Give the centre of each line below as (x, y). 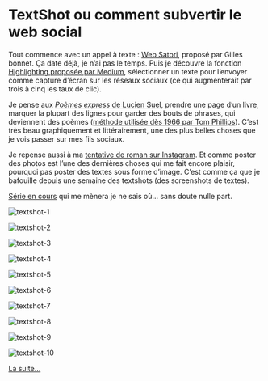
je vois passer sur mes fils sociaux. (67, 138)
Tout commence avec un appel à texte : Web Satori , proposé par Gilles (126, 54)
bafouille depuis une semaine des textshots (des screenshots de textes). (129, 180)
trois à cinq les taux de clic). (55, 89)
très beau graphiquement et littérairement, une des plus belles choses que (132, 130)
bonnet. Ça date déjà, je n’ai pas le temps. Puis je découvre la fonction (125, 63)
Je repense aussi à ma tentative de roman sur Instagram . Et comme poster (132, 155)
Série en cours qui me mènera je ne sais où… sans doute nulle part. (120, 196)
